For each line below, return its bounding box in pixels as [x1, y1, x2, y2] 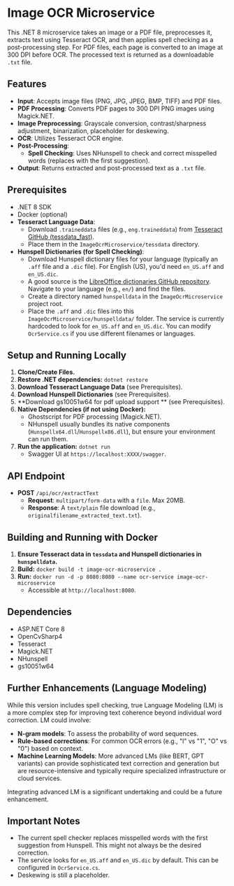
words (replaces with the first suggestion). [27, 156, 150, 165]
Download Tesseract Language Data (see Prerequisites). [17, 383, 183, 392]
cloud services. [17, 774, 62, 782]
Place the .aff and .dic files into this [27, 307, 135, 315]
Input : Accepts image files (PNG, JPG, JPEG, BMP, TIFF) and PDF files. [17, 97, 222, 105]
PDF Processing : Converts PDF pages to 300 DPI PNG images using [17, 104, 214, 113]
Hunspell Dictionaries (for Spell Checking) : [17, 247, 145, 256]
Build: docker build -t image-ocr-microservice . [17, 565, 162, 573]
